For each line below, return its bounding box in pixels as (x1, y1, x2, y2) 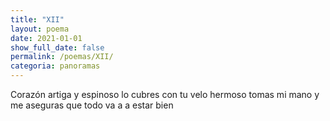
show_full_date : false (10, 42, 105, 53)
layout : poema (10, 24, 70, 34)
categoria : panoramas (10, 61, 101, 71)
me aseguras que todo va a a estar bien (10, 99, 174, 111)
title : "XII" (10, 14, 65, 25)
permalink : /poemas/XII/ (10, 52, 114, 62)
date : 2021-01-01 (10, 33, 83, 43)
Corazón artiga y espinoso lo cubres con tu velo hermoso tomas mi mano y (10, 89, 320, 100)
